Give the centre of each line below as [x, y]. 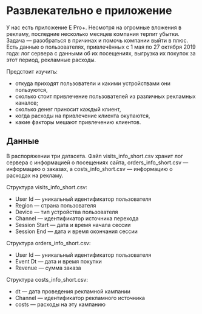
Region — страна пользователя [56, 205]
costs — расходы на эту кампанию [60, 304]
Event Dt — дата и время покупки [58, 261]
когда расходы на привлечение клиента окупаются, [82, 116]
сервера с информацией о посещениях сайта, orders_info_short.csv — [97, 162]
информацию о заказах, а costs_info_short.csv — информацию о [89, 169]
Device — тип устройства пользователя [66, 212]
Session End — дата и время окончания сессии [76, 231]
